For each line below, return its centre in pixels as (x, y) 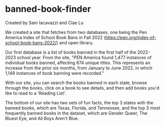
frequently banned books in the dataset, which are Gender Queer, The (76, 113)
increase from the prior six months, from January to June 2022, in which (79, 68)
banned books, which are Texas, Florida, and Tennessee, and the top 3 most (83, 108)
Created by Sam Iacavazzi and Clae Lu (44, 23)
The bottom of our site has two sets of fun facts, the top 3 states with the (79, 102)
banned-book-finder (48, 9)
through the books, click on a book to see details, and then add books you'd (82, 88)
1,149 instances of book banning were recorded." (55, 73)
